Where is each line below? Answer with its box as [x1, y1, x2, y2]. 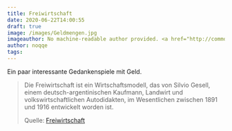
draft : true [7, 23, 41, 30]
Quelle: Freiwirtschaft [23, 116, 85, 124]
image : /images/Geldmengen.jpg [7, 29, 97, 37]
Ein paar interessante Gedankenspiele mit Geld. [7, 67, 142, 76]
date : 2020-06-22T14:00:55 [7, 17, 85, 23]
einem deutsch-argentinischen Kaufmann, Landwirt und [23, 88, 184, 97]
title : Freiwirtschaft [7, 10, 72, 17]
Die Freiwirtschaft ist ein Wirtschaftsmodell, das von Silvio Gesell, [23, 81, 211, 89]
